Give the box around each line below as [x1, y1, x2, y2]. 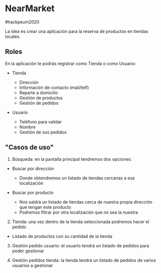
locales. [5, 34, 21, 39]
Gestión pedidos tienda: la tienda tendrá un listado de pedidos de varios [12, 257, 156, 263]
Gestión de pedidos [19, 100, 59, 106]
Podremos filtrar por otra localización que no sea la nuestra [19, 209, 138, 215]
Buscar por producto [12, 189, 54, 195]
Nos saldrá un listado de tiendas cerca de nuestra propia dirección [19, 199, 153, 205]
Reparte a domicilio [19, 89, 58, 95]
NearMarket [5, 3, 55, 14]
